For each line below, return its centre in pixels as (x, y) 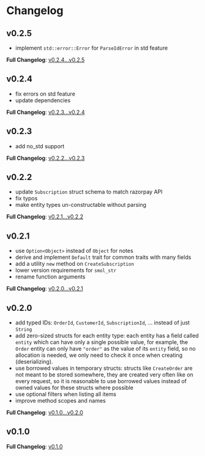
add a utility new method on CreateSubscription (75, 264)
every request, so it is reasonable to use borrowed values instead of (101, 381)
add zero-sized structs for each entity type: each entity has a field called (107, 336)
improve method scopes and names (60, 401)
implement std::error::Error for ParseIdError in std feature (91, 48)
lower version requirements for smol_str (66, 271)
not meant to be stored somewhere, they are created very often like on (104, 375)
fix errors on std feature (45, 94)
